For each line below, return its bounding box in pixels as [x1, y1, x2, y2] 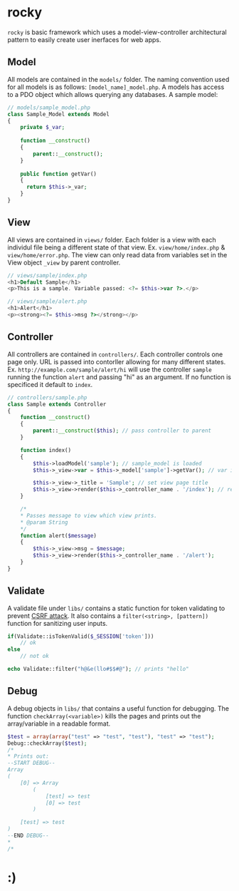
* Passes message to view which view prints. [20, 512, 158, 519]
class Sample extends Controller [7, 401, 107, 408]
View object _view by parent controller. [7, 258, 121, 267]
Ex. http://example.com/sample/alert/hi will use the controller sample [7, 365, 212, 374]
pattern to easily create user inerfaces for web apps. [7, 35, 161, 43]
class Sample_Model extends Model [7, 110, 110, 118]
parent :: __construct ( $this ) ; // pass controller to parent [33, 427, 212, 435]
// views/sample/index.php [7, 272, 87, 279]
